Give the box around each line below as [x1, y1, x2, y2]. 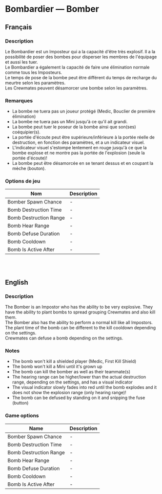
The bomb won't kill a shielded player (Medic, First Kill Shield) [12, 359, 137, 364]
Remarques [5, 97, 33, 104]
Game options [5, 412, 39, 419]
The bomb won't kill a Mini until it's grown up [12, 363, 102, 370]
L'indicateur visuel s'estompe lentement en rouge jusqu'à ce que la [12, 145, 147, 151]
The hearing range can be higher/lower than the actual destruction [12, 374, 146, 380]
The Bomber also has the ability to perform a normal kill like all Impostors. [5, 319, 153, 326]
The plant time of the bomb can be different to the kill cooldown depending [5, 325, 156, 331]
